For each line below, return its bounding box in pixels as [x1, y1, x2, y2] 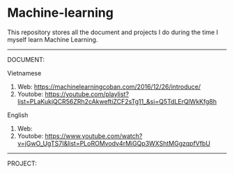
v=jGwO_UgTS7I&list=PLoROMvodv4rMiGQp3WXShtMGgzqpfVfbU [17, 139, 211, 147]
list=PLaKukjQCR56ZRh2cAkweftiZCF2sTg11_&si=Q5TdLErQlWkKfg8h [17, 97, 217, 105]
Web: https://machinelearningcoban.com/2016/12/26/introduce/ [17, 82, 201, 91]
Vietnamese [7, 68, 42, 77]
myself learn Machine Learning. [7, 35, 98, 43]
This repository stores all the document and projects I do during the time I [7, 28, 218, 36]
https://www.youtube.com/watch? [45, 131, 143, 140]
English [7, 110, 29, 119]
